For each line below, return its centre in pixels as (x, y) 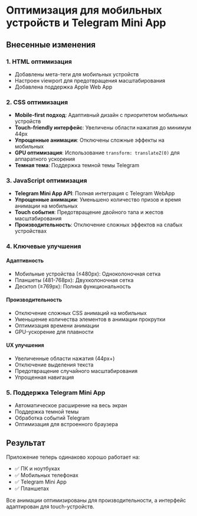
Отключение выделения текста (54, 365)
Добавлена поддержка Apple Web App (63, 87)
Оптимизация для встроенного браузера (66, 424)
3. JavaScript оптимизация (47, 181)
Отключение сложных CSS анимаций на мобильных (81, 313)
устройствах (31, 231)
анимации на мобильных (46, 206)
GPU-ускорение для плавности (54, 332)
